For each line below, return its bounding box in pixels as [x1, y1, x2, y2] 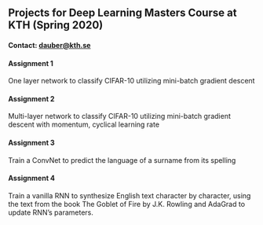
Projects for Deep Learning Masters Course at [8, 6, 237, 20]
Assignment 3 [8, 138, 55, 147]
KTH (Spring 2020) [8, 19, 104, 32]
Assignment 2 [8, 94, 55, 103]
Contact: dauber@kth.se [8, 40, 91, 50]
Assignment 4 [8, 173, 56, 183]
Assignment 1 [8, 58, 53, 68]
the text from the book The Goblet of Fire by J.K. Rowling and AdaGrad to [8, 199, 246, 208]
